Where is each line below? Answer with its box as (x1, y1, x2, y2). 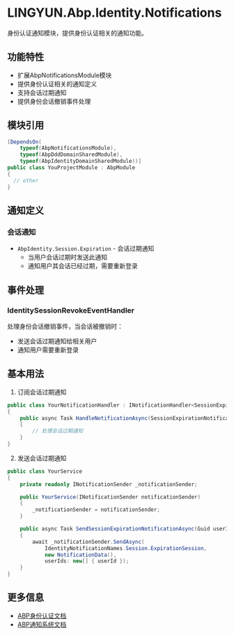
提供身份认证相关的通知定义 (17, 79, 97, 88)
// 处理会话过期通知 (32, 428, 84, 434)
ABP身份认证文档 (17, 611, 67, 620)
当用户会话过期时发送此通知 (27, 253, 108, 262)
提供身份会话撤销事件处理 (17, 97, 91, 105)
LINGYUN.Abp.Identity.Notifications (7, 5, 222, 21)
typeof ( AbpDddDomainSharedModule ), (19, 151, 123, 158)
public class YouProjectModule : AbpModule (7, 164, 136, 171)
